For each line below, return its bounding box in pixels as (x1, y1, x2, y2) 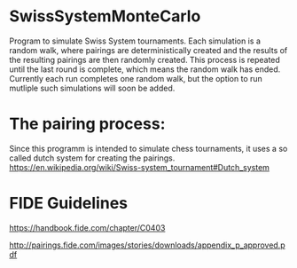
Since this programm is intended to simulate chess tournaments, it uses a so (9, 143, 288, 154)
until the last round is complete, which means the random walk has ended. (9, 64, 281, 75)
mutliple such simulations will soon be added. (9, 83, 176, 93)
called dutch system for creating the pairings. (9, 153, 176, 163)
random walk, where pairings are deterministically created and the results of (9, 44, 288, 55)
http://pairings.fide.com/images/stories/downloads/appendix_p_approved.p (9, 240, 285, 250)
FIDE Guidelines (9, 193, 129, 214)
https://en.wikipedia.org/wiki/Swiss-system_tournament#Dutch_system (9, 162, 270, 172)
